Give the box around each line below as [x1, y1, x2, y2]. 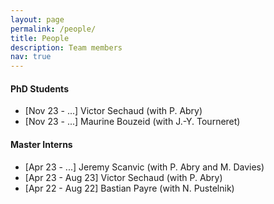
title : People [10, 33, 70, 43]
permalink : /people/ [10, 24, 97, 34]
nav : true [10, 52, 52, 62]
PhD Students [10, 82, 69, 95]
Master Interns [10, 138, 73, 150]
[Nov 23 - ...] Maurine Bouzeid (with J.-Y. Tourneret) [24, 116, 241, 128]
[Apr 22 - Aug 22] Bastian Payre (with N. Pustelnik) [24, 182, 235, 194]
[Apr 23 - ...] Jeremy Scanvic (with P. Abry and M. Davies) [24, 161, 265, 173]
